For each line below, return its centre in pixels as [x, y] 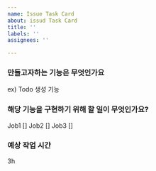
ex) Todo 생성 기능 [34, 89]
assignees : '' [28, 40]
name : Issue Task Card [41, 14]
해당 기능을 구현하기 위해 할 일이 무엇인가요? [78, 109]
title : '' [22, 27]
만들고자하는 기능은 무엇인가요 [56, 73]
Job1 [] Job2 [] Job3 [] [40, 126]
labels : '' [23, 34]
